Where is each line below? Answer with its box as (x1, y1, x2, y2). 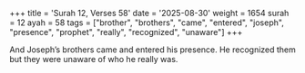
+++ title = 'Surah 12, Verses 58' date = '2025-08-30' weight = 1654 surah (9, 8, 290, 18)
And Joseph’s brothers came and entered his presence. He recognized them (9, 44, 296, 55)
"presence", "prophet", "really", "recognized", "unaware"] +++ (9, 27, 243, 37)
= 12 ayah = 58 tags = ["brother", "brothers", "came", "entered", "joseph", (9, 17, 284, 28)
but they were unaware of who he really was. (9, 54, 178, 64)
